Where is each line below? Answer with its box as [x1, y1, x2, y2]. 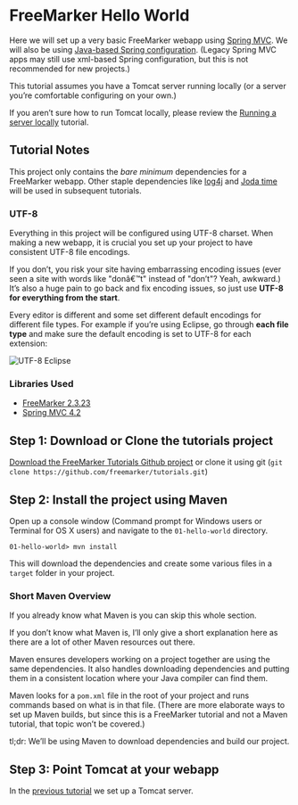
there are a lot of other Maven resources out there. [9, 637, 195, 647]
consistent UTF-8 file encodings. [9, 247, 131, 258]
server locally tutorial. [9, 117, 89, 127]
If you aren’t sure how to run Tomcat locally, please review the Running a [9, 107, 277, 118]
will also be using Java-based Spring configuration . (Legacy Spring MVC [9, 44, 277, 54]
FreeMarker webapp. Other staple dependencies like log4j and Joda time [9, 176, 278, 186]
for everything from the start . [9, 292, 120, 303]
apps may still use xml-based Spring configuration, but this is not [9, 53, 249, 64]
